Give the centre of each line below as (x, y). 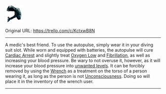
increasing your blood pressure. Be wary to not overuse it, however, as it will (83, 61)
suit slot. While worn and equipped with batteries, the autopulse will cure (79, 50)
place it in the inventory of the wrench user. (49, 81)
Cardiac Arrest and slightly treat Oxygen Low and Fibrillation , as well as (78, 55)
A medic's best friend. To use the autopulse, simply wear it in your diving (79, 45)
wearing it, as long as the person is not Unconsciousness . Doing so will (78, 76)
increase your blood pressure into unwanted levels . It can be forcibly (75, 66)
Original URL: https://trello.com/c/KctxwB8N (50, 31)
